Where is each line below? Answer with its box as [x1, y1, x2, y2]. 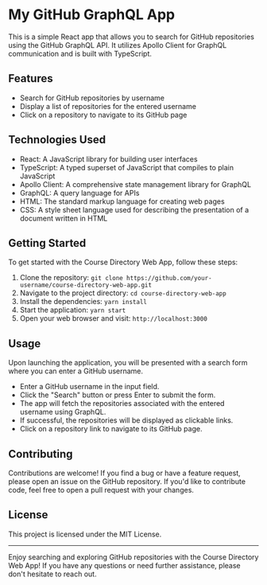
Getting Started [8, 236, 87, 250]
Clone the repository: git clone [19, 273, 123, 283]
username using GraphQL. [19, 408, 106, 417]
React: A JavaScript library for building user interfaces [19, 154, 198, 164]
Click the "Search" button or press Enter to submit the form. [19, 390, 216, 400]
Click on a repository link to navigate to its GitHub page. [19, 424, 203, 434]
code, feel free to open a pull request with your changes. [8, 486, 195, 494]
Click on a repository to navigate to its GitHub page [19, 110, 188, 119]
